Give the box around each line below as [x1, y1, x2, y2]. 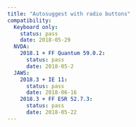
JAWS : [13, 69, 30, 76]
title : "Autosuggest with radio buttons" [7, 10, 131, 18]
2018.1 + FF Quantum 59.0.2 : [20, 50, 106, 57]
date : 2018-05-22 [25, 109, 78, 116]
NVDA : [13, 43, 30, 50]
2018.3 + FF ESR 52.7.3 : [20, 96, 93, 103]
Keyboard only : [13, 23, 58, 30]
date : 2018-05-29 [20, 37, 71, 44]
